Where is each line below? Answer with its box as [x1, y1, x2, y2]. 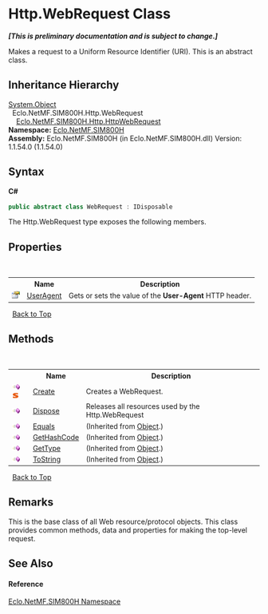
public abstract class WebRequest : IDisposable [8, 203, 173, 211]
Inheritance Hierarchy [8, 78, 120, 92]
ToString [33, 454, 61, 464]
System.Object [8, 99, 57, 109]
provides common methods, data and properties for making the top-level [8, 525, 248, 535]
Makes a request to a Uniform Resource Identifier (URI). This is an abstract [8, 46, 253, 56]
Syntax [8, 165, 45, 179]
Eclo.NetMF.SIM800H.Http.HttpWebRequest [15, 117, 161, 126]
